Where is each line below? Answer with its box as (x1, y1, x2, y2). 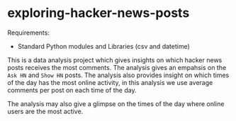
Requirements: (7, 28, 50, 37)
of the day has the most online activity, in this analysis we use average (7, 78, 213, 86)
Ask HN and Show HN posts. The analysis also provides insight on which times (7, 71, 230, 79)
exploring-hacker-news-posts (7, 5, 190, 21)
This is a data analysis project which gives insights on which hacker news (7, 55, 223, 64)
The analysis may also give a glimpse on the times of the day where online (7, 99, 225, 108)
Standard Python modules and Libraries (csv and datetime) (17, 42, 190, 50)
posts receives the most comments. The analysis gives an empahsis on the (7, 63, 227, 71)
